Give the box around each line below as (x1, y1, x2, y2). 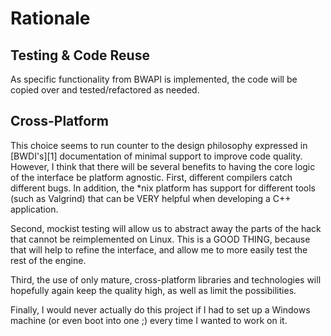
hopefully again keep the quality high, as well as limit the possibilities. (10, 284, 297, 296)
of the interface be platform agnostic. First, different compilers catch (10, 171, 293, 183)
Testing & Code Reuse (10, 47, 150, 64)
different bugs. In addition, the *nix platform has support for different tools (10, 182, 317, 194)
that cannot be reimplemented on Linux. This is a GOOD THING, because (10, 233, 311, 245)
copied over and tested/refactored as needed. (10, 84, 200, 96)
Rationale (10, 7, 91, 30)
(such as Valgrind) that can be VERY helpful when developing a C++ (10, 192, 292, 204)
